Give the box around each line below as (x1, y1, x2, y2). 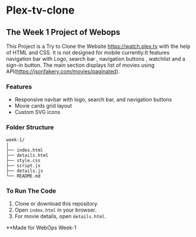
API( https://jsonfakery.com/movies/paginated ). (6, 68, 120, 74)
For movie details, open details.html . (14, 212, 107, 219)
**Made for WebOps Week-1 (6, 224, 77, 231)
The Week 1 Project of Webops (6, 27, 121, 37)
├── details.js (6, 168, 44, 174)
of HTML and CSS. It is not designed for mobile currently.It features (6, 49, 170, 56)
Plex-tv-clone (6, 4, 75, 17)
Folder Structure (6, 124, 54, 132)
